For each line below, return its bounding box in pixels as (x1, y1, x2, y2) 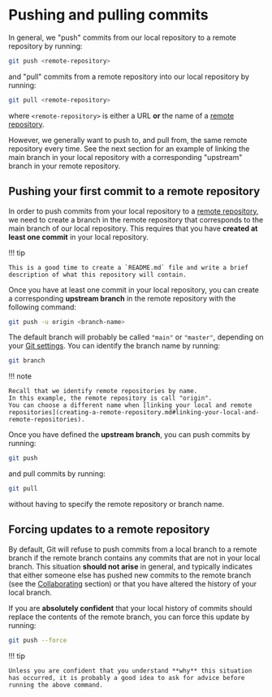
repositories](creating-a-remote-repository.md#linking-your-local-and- (8, 409, 260, 417)
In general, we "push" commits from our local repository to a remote (8, 32, 237, 42)
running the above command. (8, 681, 104, 689)
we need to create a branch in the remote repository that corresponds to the (8, 214, 264, 224)
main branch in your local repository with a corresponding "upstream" (8, 152, 243, 162)
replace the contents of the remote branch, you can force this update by (8, 612, 250, 621)
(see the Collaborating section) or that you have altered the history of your (8, 578, 257, 588)
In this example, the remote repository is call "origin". (8, 394, 213, 403)
